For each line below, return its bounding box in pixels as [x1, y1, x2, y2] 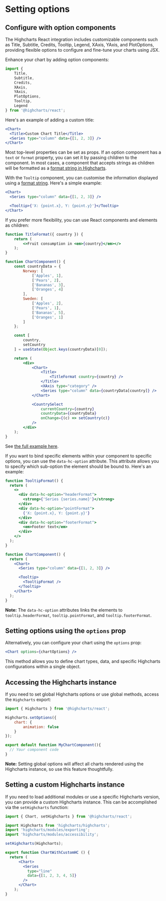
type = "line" [27, 869, 52, 874]
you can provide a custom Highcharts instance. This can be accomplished [5, 799, 157, 805]
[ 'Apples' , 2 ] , [31, 301, 64, 306]
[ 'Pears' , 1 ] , [31, 305, 61, 310]
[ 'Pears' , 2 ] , [31, 277, 61, 283]
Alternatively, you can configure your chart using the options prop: [5, 640, 142, 646]
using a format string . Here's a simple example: [5, 180, 102, 186]
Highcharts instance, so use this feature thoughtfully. [5, 766, 114, 772]
